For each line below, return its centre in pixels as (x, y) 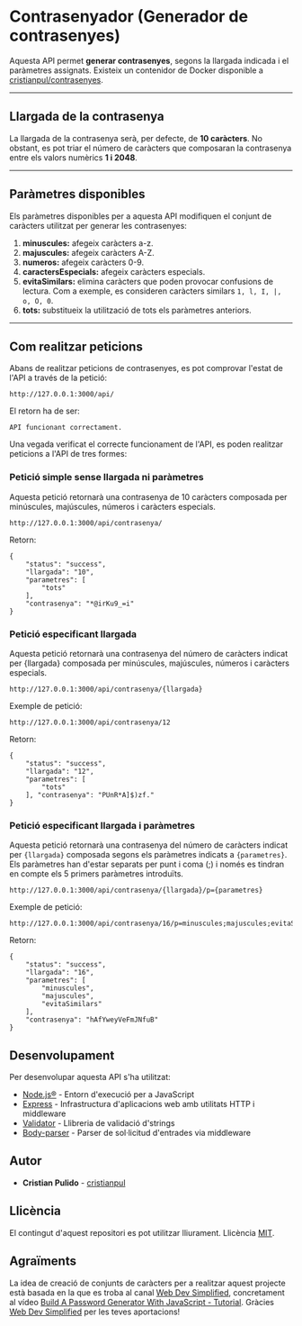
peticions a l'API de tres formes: (68, 454)
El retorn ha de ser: (45, 411)
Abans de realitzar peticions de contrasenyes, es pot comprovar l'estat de (146, 368)
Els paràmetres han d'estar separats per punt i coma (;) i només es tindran (147, 864)
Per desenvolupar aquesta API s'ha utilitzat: (90, 1077)
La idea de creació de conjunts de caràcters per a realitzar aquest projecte (147, 1283)
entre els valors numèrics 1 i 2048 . (73, 157)
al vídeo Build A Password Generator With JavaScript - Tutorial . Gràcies (142, 1302)
